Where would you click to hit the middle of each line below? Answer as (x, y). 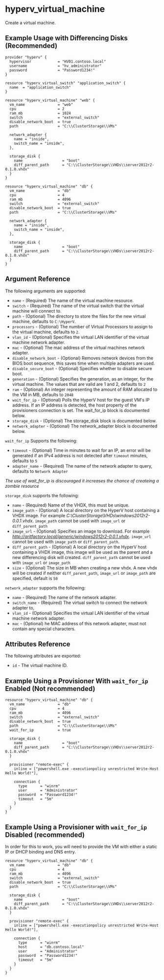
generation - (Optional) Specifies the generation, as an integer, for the (83, 379)
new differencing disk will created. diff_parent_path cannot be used (81, 557)
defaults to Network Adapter (40, 471)
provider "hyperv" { (26, 57)
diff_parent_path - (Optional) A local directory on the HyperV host (79, 547)
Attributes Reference (38, 644)
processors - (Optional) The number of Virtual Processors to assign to (82, 326)
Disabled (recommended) (45, 835)
